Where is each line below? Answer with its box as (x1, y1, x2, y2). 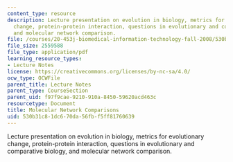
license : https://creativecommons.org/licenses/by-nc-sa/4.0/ (7, 68, 191, 75)
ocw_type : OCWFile (7, 74, 60, 82)
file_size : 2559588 (7, 42, 64, 49)
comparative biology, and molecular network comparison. (7, 147, 172, 155)
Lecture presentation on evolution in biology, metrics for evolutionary (7, 132, 205, 141)
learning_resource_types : (7, 55, 82, 62)
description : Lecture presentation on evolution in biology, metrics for (7, 17, 225, 24)
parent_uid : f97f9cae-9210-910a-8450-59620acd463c (7, 94, 157, 101)
